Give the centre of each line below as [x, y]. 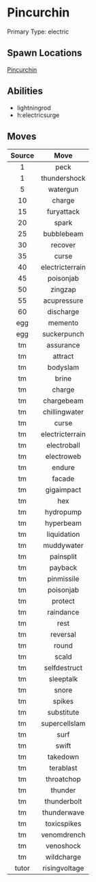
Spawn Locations [45, 53]
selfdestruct [63, 668]
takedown [63, 757]
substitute [63, 712]
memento [63, 323]
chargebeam [63, 401]
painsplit [63, 557]
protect [63, 601]
